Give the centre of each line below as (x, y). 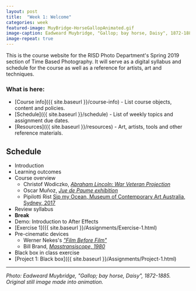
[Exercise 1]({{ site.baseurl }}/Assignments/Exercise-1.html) (86, 228)
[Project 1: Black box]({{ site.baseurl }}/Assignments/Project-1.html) (95, 259)
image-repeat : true (30, 39)
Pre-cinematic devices (41, 234)
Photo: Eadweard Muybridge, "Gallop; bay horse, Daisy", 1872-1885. (88, 276)
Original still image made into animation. (55, 282)
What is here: (25, 89)
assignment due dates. (42, 121)
